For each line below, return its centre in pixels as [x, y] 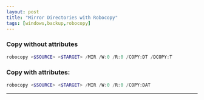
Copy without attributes [42, 44]
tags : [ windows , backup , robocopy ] [49, 23]
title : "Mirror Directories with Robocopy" [62, 18]
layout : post [23, 12]
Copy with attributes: [38, 72]
